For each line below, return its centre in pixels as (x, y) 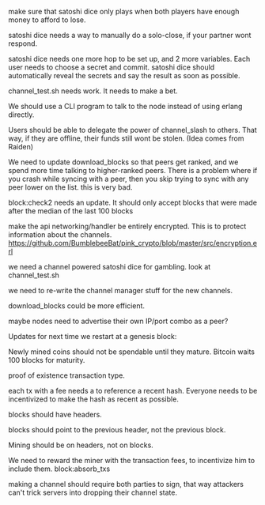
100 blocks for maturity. (47, 360)
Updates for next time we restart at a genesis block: (93, 336)
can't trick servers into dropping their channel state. (93, 492)
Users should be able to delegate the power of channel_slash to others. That (132, 130)
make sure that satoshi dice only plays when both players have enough (124, 11)
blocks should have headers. (55, 415)
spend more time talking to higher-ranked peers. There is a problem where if (133, 170)
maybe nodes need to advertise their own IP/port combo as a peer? (118, 321)
